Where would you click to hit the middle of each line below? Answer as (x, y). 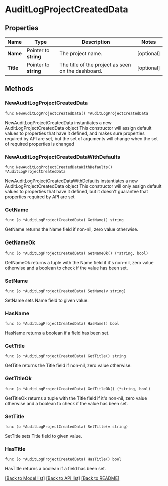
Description (96, 42)
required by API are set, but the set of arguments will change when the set (82, 138)
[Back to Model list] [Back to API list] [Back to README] (62, 478)
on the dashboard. (81, 71)
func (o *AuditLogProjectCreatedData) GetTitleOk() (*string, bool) (78, 389)
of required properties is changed (40, 144)
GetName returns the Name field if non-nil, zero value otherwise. (72, 229)
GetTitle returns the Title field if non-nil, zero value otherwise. (69, 366)
